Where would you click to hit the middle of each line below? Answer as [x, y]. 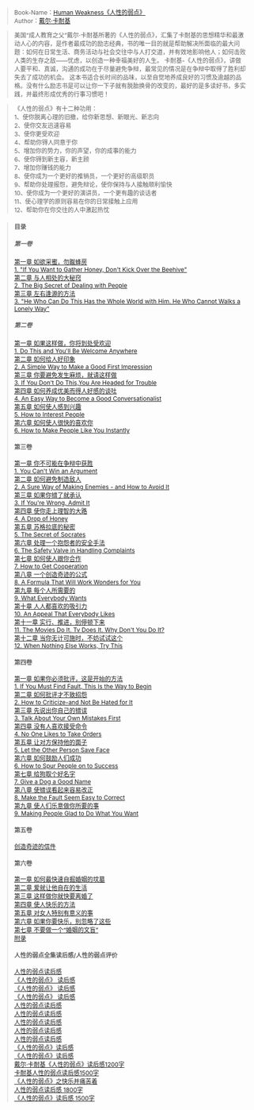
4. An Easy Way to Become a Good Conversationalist [87, 399]
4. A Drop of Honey [41, 519]
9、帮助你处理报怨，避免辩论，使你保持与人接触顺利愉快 [93, 185]
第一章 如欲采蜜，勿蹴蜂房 [51, 262]
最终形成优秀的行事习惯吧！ [71, 94]
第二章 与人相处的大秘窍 [47, 277]
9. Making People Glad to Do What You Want [76, 813]
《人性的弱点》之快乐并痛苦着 [56, 1082]
